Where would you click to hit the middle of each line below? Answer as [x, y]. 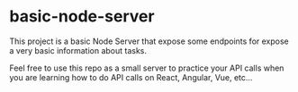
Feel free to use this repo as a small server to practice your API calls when [147, 68]
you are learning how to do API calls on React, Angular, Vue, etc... [131, 77]
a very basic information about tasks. [78, 50]
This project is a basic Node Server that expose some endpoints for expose [149, 41]
